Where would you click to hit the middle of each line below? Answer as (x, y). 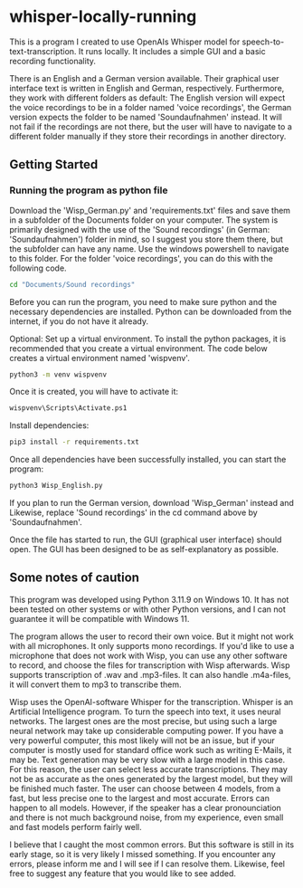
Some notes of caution (75, 578)
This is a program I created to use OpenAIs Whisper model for (125, 42)
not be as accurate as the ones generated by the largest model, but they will (151, 778)
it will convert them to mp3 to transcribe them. (96, 684)
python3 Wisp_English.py (56, 486)
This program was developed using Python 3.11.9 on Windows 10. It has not (149, 599)
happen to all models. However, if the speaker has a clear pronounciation (146, 807)
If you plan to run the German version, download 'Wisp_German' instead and (151, 503)
